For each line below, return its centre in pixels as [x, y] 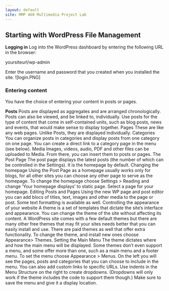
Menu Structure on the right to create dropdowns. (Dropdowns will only [79, 272]
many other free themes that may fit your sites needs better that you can [80, 224]
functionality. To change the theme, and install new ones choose [72, 235]
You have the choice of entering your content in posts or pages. [71, 101]
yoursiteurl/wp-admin [28, 62]
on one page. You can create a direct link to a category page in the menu [81, 143]
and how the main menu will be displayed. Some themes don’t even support [84, 245]
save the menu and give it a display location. [51, 282]
